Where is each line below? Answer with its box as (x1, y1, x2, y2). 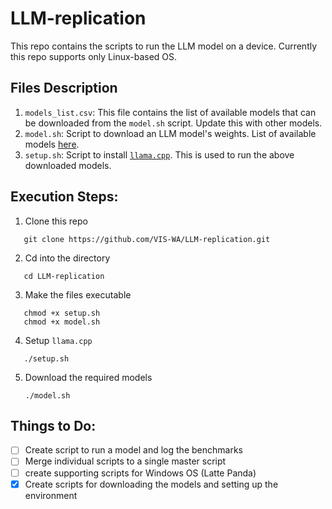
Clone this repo (24, 215, 88, 227)
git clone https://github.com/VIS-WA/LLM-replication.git (23, 234, 271, 244)
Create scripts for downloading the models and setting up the (24, 478, 279, 490)
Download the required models (24, 371, 153, 383)
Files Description (10, 80, 118, 97)
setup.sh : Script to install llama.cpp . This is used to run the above (24, 148, 295, 161)
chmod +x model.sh (23, 317, 101, 327)
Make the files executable (24, 288, 132, 301)
